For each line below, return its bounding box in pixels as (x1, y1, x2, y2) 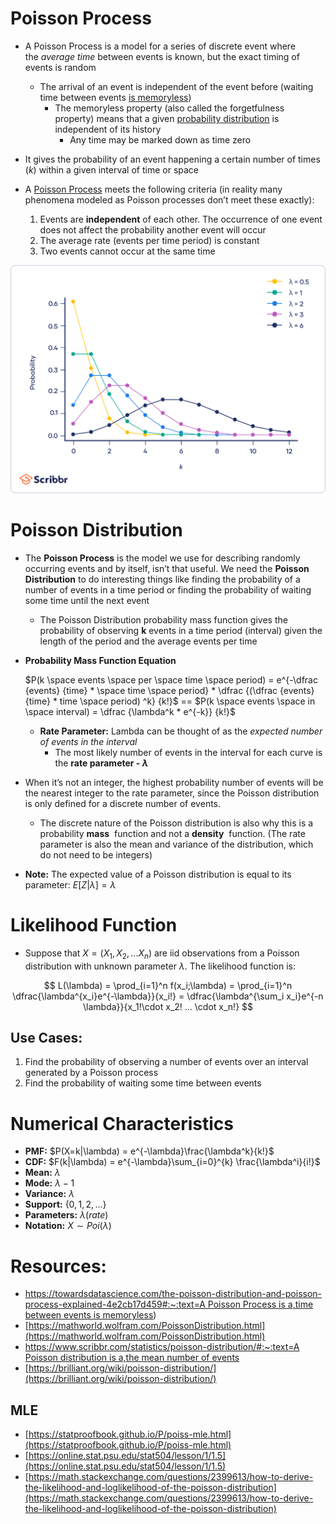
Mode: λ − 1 (24, 1177, 75, 1189)
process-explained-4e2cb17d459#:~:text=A (24, 1298, 206, 1311)
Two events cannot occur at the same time (39, 245, 216, 257)
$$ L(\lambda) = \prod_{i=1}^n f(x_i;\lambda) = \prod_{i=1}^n (43, 979, 293, 991)
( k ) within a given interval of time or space (24, 163, 200, 176)
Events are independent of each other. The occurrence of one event (39, 213, 323, 225)
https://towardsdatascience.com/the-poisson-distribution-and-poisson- (24, 1288, 323, 1300)
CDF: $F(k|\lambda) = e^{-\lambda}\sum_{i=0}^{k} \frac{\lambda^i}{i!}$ (24, 1156, 321, 1168)
